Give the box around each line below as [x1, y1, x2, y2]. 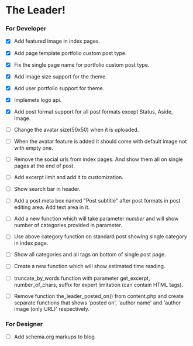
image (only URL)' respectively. [13, 305, 90, 312]
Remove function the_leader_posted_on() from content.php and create [13, 292, 184, 299]
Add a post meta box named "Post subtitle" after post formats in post [13, 197, 181, 204]
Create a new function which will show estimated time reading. [13, 263, 166, 270]
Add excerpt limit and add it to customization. [13, 174, 124, 181]
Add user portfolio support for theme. [13, 84, 105, 91]
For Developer [5, 25, 47, 33]
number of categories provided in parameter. [13, 222, 122, 229]
